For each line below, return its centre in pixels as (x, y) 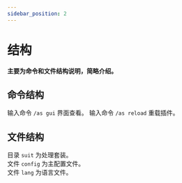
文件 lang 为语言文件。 (40, 173)
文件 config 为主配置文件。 (46, 164)
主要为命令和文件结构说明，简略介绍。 (62, 71)
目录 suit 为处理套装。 (40, 155)
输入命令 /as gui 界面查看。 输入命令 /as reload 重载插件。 (93, 113)
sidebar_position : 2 (37, 14)
